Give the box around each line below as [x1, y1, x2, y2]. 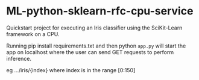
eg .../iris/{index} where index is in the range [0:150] [6, 66, 136, 73]
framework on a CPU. [6, 30, 60, 37]
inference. [6, 55, 32, 62]
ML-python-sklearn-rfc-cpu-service [6, 4, 194, 18]
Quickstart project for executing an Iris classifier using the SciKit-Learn [6, 24, 183, 31]
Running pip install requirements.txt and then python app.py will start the [6, 42, 186, 49]
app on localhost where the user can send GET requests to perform [6, 48, 174, 55]
